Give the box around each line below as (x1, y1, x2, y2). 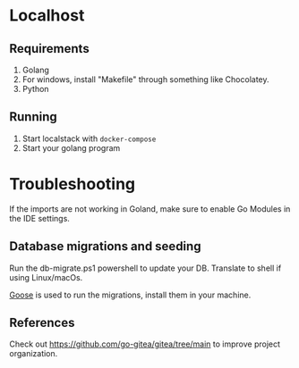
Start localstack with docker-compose (21, 133, 157, 144)
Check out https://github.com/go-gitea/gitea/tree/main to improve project (9, 339, 280, 349)
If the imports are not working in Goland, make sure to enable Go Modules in (9, 203, 291, 214)
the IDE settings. (9, 213, 70, 223)
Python (21, 84, 49, 94)
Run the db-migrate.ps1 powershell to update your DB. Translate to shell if (9, 263, 282, 273)
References (9, 314, 75, 330)
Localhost (9, 5, 85, 26)
